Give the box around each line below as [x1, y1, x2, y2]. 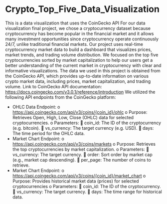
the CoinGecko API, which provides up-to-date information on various [5, 73, 149, 79]
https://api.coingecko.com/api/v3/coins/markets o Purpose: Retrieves [12, 141, 156, 147]
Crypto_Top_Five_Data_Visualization [5, 3, 160, 15]
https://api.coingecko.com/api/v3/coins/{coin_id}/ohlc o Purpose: [12, 109, 148, 115]
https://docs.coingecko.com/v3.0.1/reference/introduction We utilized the [5, 89, 156, 95]
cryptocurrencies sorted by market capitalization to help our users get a [5, 57, 153, 63]
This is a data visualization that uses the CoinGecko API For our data [5, 20, 146, 26]
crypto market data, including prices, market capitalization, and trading [5, 78, 151, 84]
